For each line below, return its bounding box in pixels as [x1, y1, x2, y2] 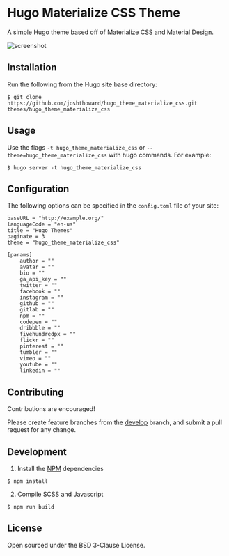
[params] [7, 252, 33, 258]
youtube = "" [19, 361, 58, 369]
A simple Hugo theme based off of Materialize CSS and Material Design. [7, 28, 214, 36]
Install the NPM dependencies [17, 465, 104, 472]
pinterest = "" [19, 343, 64, 350]
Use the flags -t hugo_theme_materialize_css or [7, 143, 145, 151]
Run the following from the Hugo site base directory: [7, 80, 158, 88]
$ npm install [7, 478, 49, 485]
